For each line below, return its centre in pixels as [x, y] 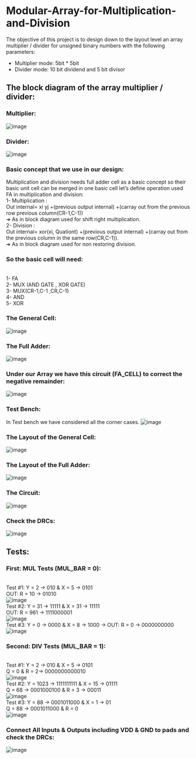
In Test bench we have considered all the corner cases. [73, 422]
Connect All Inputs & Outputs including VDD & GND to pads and [97, 730]
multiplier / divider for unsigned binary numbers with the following [86, 46]
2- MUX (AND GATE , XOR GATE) [46, 284]
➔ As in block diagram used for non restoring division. [71, 244]
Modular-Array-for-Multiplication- [91, 11]
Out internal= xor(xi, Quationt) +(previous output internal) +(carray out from [97, 232]
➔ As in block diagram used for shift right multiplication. [73, 219]
